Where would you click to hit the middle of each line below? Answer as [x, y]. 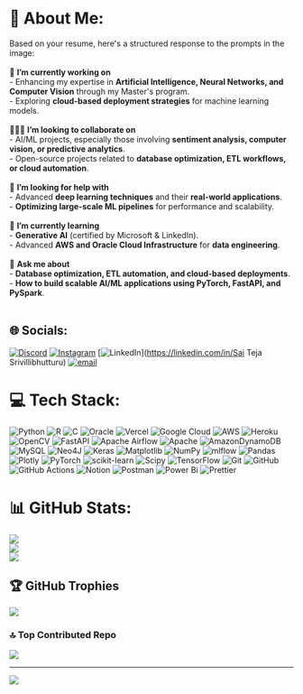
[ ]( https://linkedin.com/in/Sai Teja [180, 352]
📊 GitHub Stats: [71, 508]
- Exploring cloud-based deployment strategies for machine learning [139, 101]
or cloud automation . [49, 168]
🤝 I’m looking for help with [60, 187]
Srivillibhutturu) [38, 362]
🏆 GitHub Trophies [64, 586]
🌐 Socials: [39, 331]
